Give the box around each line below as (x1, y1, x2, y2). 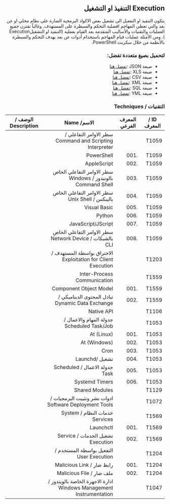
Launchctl (89, 424, 113, 431)
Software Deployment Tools (47, 401, 113, 408)
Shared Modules (74, 387, 113, 394)
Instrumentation (75, 491, 113, 498)
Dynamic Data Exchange (55, 299, 113, 307)
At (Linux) (90, 331, 113, 338)
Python (96, 212, 113, 219)
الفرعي (120, 122, 136, 129)
